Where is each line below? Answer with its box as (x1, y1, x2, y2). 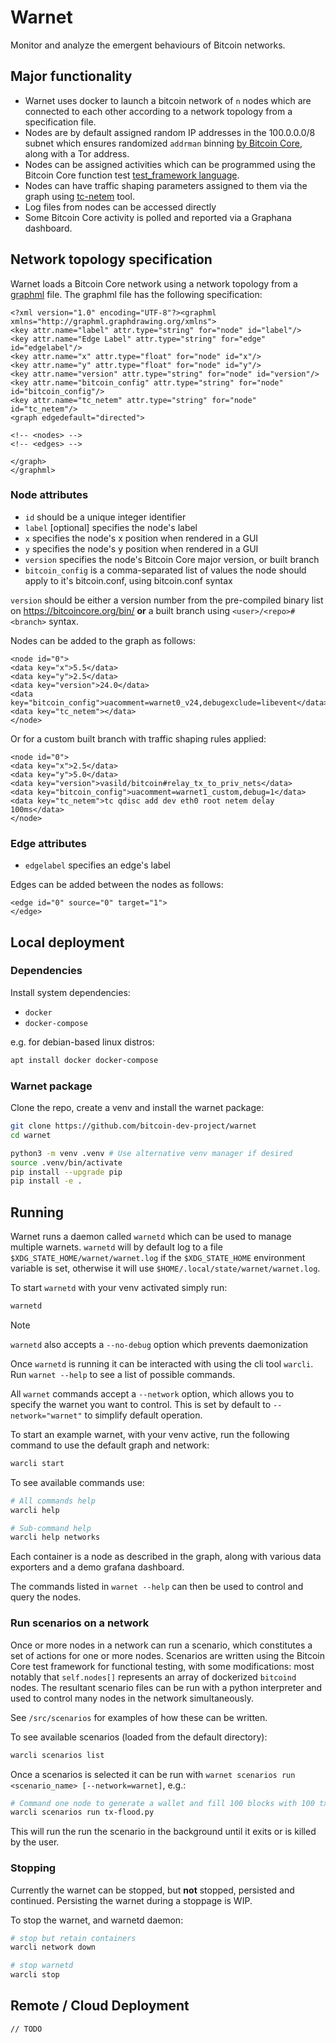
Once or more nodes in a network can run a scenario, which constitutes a (10, 1639, 313, 1651)
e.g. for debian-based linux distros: (10, 1036, 155, 1048)
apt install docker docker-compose (10, 1055, 159, 1065)
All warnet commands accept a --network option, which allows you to (10, 1387, 295, 1400)
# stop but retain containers (10, 1933, 137, 1943)
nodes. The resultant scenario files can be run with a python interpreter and (10, 1681, 323, 1693)
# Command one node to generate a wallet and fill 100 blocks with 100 (10, 1798, 315, 1808)
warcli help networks (10, 1532, 101, 1543)
